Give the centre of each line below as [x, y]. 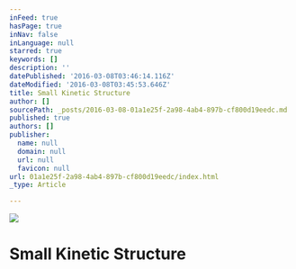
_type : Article [38, 185]
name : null [38, 143]
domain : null [42, 151]
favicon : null [44, 168]
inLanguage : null [42, 43]
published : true [40, 118]
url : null [36, 160]
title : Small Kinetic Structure [70, 93]
